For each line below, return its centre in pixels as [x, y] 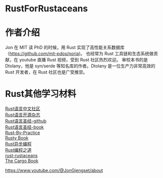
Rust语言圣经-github [26, 121]
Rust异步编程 [19, 144]
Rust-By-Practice [23, 133]
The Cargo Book [22, 161]
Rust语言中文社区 [23, 109]
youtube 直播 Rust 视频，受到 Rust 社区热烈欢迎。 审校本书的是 [83, 60]
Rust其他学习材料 [41, 94]
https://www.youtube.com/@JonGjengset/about [54, 171]
